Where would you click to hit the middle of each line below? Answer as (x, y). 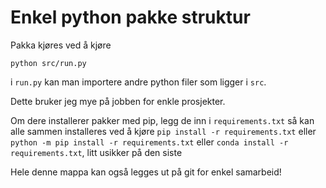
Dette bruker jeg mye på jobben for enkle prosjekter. (118, 101)
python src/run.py (48, 63)
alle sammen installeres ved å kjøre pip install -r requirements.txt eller (163, 131)
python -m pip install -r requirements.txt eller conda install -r (149, 142)
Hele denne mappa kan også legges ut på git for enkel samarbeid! (146, 172)
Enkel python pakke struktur (130, 17)
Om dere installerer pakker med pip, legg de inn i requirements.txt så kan (162, 120)
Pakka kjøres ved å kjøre (61, 45)
